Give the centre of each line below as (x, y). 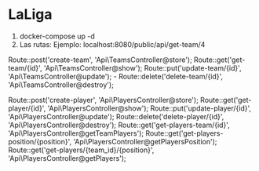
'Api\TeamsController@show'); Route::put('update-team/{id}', (142, 67)
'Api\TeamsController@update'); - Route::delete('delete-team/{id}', (116, 76)
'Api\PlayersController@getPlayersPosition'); (145, 141)
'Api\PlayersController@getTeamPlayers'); (76, 133)
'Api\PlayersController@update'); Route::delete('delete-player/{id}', (116, 116)
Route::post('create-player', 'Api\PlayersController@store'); (103, 100)
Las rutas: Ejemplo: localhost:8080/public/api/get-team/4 (112, 44)
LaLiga (30, 15)
